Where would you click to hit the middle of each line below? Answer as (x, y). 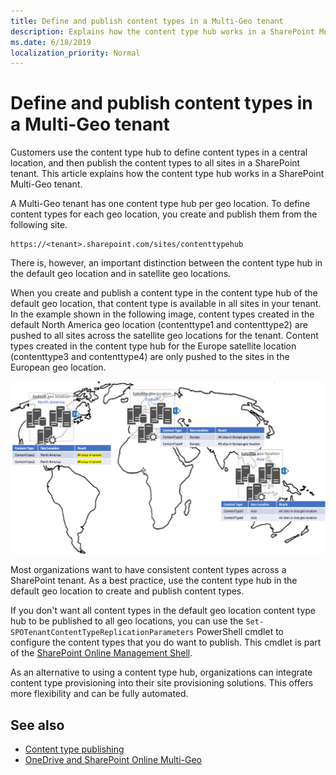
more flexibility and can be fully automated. (99, 694)
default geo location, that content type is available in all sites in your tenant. (166, 304)
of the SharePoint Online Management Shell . (101, 653)
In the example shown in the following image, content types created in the (162, 314)
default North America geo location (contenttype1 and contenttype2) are (159, 325)
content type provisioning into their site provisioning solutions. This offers (162, 683)
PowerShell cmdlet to (240, 632)
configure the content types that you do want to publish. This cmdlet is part (166, 642)
